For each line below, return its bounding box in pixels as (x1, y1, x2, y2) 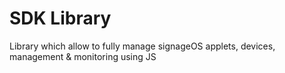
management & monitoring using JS (9, 50, 157, 62)
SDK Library (9, 7, 112, 30)
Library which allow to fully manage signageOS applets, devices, (9, 40, 276, 52)
